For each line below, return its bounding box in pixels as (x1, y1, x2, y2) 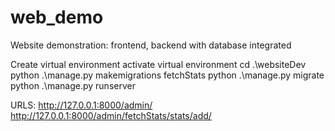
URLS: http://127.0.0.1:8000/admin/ (10, 99, 153, 111)
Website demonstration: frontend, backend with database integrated (10, 39, 292, 51)
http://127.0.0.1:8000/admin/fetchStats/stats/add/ (10, 109, 212, 121)
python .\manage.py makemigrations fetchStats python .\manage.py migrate (10, 69, 325, 81)
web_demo (10, 6, 104, 29)
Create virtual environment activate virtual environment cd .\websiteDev (10, 58, 307, 70)
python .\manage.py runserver (10, 79, 136, 91)
